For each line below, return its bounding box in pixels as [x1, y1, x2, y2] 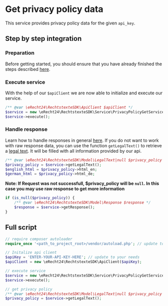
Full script [5, 223, 37, 232]
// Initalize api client [5, 250, 57, 255]
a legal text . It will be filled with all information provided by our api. [5, 148, 141, 154]
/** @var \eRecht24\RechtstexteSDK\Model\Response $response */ [14, 200, 151, 205]
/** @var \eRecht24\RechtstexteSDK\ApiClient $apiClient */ [5, 105, 133, 110]
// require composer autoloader [5, 236, 72, 242]
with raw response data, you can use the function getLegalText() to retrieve [5, 142, 162, 148]
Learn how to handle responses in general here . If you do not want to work [5, 137, 159, 143]
